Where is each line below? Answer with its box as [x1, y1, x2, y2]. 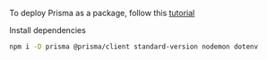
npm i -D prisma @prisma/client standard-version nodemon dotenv [9, 42, 258, 51]
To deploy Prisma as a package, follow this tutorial [9, 8, 195, 18]
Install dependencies [9, 25, 87, 35]
